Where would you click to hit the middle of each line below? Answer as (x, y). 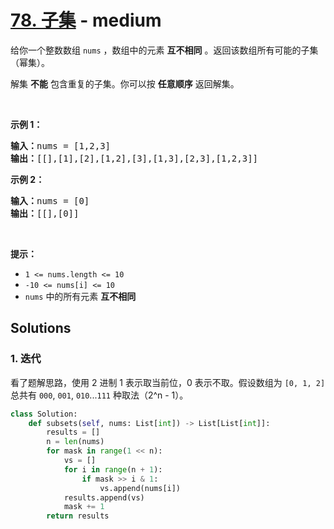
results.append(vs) (104, 497)
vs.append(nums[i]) (140, 488)
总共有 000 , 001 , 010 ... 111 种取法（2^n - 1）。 (99, 395)
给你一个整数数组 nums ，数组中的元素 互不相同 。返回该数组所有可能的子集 (164, 50)
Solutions (41, 328)
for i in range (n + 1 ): (113, 469)
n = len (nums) (75, 442)
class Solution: (44, 414)
